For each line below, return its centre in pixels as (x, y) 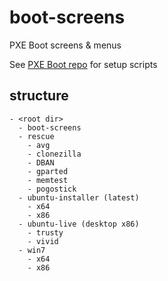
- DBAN (41, 162)
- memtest (48, 180)
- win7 (32, 250)
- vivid (43, 241)
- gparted (48, 171)
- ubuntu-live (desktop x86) (79, 224)
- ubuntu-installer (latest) (79, 197)
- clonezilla (54, 154)
